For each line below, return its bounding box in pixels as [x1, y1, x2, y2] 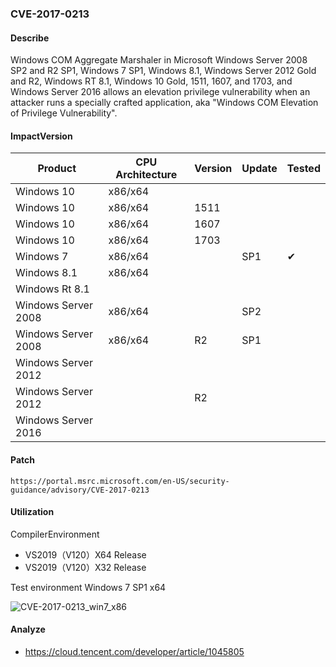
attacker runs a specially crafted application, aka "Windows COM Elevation [10, 97, 319, 109]
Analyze [10, 623, 46, 636]
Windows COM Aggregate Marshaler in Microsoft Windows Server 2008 [10, 54, 308, 66]
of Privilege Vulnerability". [10, 107, 118, 119]
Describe [10, 32, 50, 44]
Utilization [10, 506, 55, 518]
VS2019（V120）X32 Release [24, 561, 147, 573]
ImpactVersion [10, 130, 73, 142]
